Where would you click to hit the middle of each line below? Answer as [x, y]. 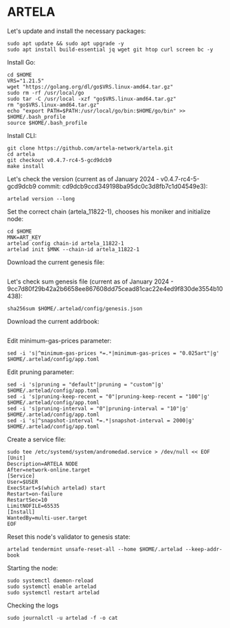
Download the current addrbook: [53, 321]
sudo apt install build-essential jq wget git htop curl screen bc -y [110, 49]
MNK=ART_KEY [24, 237]
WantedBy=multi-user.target [47, 518]
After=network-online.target [49, 470]
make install [26, 166]
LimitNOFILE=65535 [33, 506]
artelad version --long [41, 199]
